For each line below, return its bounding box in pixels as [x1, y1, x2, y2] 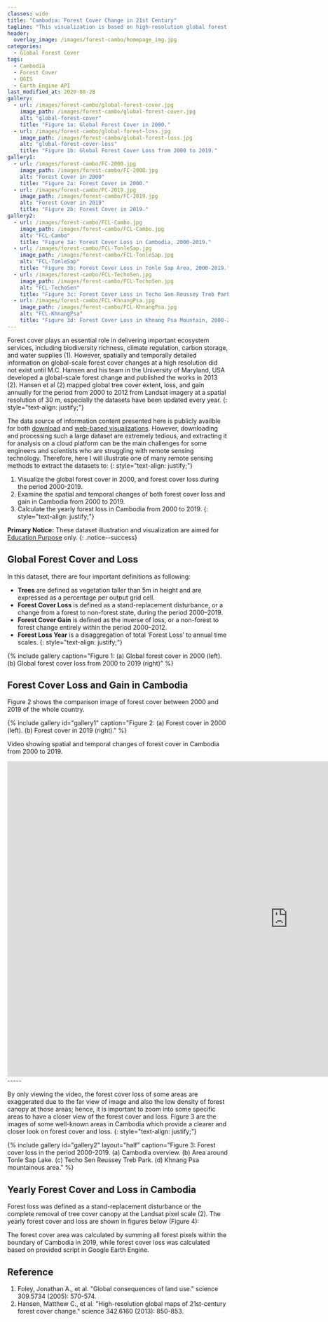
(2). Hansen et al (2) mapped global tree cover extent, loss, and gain [7, 380, 205, 389]
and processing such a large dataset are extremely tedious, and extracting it [7, 431, 228, 440]
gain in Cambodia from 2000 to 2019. [17, 497, 125, 506]
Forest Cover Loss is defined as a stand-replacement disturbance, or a [17, 600, 224, 609]
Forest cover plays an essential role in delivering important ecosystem [7, 336, 210, 344]
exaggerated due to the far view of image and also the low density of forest [7, 1098, 225, 1106]
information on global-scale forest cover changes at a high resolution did [7, 358, 218, 367]
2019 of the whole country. [7, 706, 86, 714]
